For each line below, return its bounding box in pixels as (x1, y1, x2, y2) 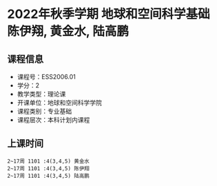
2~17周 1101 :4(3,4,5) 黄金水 (7, 158, 90, 165)
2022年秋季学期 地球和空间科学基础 (7, 6, 210, 22)
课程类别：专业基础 (17, 107, 72, 115)
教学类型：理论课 (17, 90, 66, 98)
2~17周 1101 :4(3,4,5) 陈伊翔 (7, 165, 90, 172)
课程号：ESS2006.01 (17, 73, 76, 81)
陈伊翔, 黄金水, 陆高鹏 (7, 23, 130, 39)
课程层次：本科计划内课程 (17, 116, 90, 124)
